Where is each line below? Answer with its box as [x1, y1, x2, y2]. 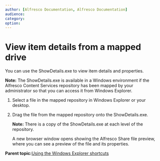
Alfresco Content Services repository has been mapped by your [5, 83, 134, 89]
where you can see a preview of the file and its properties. [12, 141, 129, 147]
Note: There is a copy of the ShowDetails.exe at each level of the [12, 121, 143, 127]
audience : [5, 12, 25, 17]
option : [5, 20, 21, 26]
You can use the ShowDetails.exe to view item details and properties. [5, 68, 144, 74]
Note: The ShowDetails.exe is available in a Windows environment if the [5, 77, 150, 83]
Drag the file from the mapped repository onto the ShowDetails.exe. [12, 112, 148, 118]
